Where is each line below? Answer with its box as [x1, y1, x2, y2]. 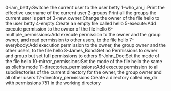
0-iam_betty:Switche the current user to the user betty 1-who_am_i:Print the [5, 5, 165, 10]
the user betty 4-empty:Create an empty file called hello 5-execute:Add [5, 20, 156, 26]
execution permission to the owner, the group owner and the [39, 42, 166, 48]
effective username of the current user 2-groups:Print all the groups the [5, 10, 157, 16]
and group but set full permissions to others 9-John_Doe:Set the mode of [5, 53, 160, 59]
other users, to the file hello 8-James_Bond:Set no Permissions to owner [5, 48, 158, 53]
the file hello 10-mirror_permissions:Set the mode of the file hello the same [5, 58, 162, 64]
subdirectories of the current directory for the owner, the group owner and [5, 69, 162, 75]
